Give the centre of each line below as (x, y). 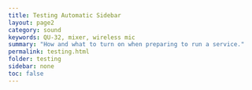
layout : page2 (31, 23)
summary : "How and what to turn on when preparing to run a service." (126, 45)
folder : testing (35, 59)
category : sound (35, 30)
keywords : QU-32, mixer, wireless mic (72, 37)
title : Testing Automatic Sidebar (65, 15)
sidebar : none (31, 67)
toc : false (26, 74)
